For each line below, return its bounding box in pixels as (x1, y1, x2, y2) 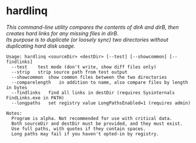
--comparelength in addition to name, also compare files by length (11, 79, 188, 85)
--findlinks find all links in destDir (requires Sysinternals (11, 89, 175, 95)
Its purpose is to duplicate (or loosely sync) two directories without (6, 36, 169, 43)
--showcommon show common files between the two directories (11, 74, 167, 80)
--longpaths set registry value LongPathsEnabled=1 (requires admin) (11, 100, 191, 106)
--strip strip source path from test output (11, 69, 128, 75)
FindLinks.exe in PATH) (6, 95, 65, 101)
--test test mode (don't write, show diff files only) (11, 64, 157, 70)
